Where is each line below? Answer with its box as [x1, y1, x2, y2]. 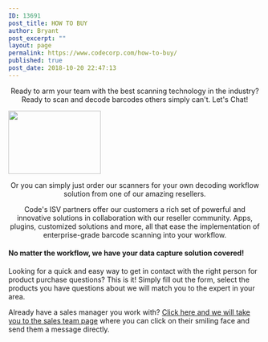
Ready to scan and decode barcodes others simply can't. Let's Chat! [21, 94, 249, 104]
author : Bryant [8, 26, 59, 35]
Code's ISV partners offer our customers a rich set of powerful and [23, 204, 246, 214]
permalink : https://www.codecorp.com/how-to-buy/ [8, 49, 178, 57]
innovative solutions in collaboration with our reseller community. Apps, [17, 213, 253, 222]
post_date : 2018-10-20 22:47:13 [8, 64, 116, 72]
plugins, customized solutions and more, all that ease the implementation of [10, 222, 260, 231]
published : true [8, 57, 63, 65]
